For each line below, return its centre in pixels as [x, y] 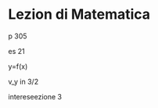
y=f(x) [18, 66]
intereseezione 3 [35, 96]
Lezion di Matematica [79, 14]
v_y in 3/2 [23, 81]
